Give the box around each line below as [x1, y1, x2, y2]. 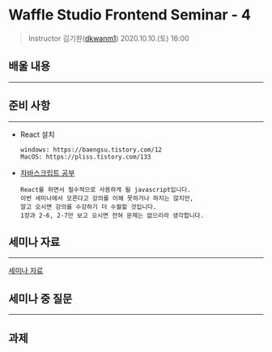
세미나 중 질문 [8, 291, 73, 305]
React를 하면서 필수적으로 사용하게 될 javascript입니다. [19, 185, 192, 193]
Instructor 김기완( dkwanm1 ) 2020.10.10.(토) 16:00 [28, 33, 189, 43]
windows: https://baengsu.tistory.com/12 [19, 146, 162, 154]
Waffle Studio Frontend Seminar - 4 [8, 6, 251, 24]
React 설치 [19, 129, 55, 139]
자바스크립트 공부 [19, 168, 75, 177]
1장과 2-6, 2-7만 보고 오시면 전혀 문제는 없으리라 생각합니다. [19, 211, 205, 219]
